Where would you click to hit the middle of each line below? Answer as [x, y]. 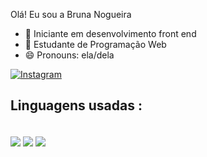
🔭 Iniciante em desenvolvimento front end [110, 33]
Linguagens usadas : [76, 105]
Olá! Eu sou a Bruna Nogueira [71, 14]
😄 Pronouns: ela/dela [69, 55]
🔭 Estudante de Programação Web [95, 44]
